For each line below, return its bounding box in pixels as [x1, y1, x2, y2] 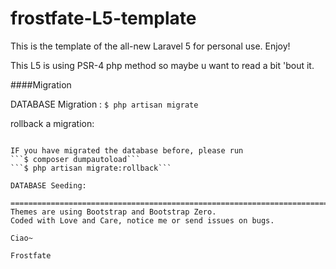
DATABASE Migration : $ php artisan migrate [10, 98, 199, 110]
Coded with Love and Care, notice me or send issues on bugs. [10, 215, 275, 226]
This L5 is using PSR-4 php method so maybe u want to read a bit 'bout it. [10, 59, 315, 71]
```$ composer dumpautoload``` [10, 154, 141, 164]
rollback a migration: [10, 117, 95, 129]
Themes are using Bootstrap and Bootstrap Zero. [10, 207, 217, 217]
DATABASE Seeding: [10, 180, 87, 191]
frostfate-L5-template [10, 7, 197, 30]
